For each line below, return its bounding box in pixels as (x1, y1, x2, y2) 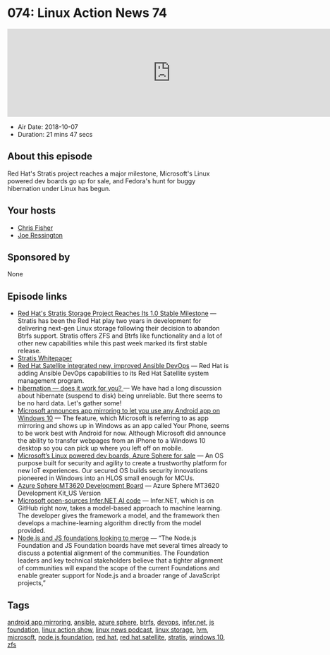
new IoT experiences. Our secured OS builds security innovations (17, 467, 208, 475)
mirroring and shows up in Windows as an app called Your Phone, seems (17, 422, 230, 430)
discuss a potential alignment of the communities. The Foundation (17, 549, 209, 558)
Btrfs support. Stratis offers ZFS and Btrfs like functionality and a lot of (17, 331, 223, 340)
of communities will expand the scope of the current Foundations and (17, 564, 220, 573)
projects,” (17, 579, 46, 587)
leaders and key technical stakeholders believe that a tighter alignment (17, 556, 224, 565)
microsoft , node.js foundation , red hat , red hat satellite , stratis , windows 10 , (7, 633, 226, 641)
